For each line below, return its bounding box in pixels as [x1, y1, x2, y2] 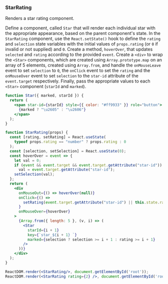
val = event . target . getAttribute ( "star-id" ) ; [18, 167, 115, 172]
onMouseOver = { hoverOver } [18, 209, 70, 214]
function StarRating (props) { [5, 130, 68, 135]
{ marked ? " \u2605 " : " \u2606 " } [18, 107, 86, 112]
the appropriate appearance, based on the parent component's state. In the [5, 30, 161, 36]
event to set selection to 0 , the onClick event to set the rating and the [5, 67, 150, 73]
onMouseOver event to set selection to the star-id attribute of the [5, 73, 138, 79]
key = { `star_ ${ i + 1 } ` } [27, 232, 77, 237]
